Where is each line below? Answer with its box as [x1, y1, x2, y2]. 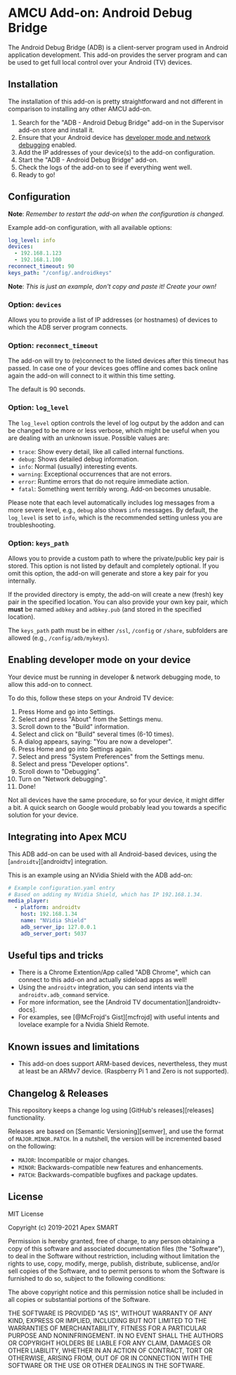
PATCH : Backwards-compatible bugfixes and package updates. [18, 1170, 198, 1179]
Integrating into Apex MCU [8, 831, 127, 843]
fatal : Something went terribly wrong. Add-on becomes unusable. [18, 484, 211, 493]
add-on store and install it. [18, 125, 95, 134]
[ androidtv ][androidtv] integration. [8, 857, 108, 865]
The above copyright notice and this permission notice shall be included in [8, 1288, 223, 1296]
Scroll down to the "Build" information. [18, 722, 129, 730]
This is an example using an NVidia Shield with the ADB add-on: [8, 870, 193, 879]
